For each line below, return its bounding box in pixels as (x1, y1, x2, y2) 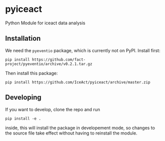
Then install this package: (5, 70, 58, 76)
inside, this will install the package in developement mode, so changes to (5, 125, 156, 131)
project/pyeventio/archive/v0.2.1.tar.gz (5, 61, 93, 67)
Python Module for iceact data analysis (5, 20, 86, 26)
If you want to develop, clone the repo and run (5, 106, 101, 112)
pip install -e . (5, 116, 41, 121)
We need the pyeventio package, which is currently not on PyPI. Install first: (5, 47, 161, 53)
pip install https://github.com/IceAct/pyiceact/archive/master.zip (5, 79, 151, 85)
